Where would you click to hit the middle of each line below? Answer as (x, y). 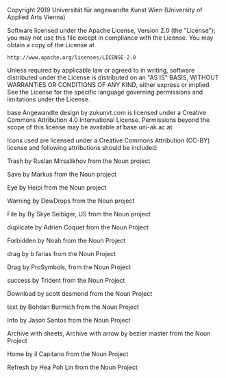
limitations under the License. (49, 99)
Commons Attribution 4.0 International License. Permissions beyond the (109, 120)
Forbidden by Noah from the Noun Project (66, 240)
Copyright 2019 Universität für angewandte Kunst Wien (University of (105, 10)
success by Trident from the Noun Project (66, 280)
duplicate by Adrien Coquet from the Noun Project (78, 227)
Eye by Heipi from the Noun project (57, 187)
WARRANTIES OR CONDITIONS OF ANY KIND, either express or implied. (109, 85)
